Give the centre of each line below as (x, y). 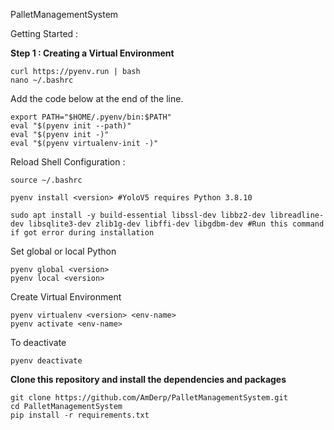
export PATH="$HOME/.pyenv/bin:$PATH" (91, 117)
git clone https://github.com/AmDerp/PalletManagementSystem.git (149, 398)
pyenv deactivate (46, 361)
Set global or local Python (63, 251)
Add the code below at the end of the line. (97, 98)
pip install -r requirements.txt (80, 415)
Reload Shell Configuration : (68, 162)
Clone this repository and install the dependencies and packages (148, 379)
